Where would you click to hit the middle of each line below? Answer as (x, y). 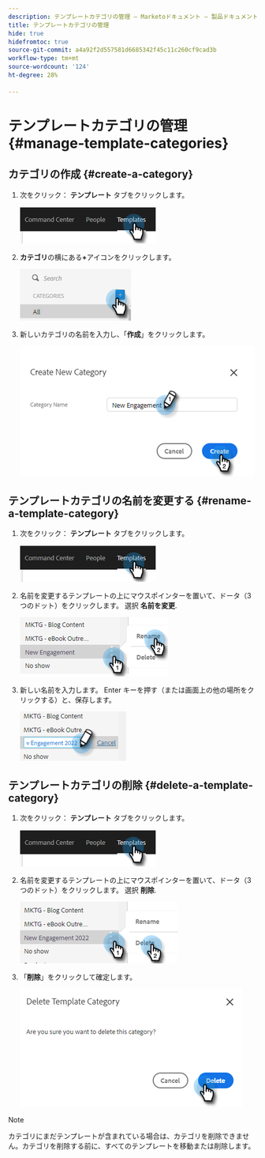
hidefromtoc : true (38, 42)
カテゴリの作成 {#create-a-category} (101, 174)
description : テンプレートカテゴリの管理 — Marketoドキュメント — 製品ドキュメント (133, 17)
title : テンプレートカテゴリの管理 (59, 25)
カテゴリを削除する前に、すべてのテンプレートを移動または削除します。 (138, 1146)
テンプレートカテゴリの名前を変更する (101, 501)
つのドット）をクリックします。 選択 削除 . (88, 890)
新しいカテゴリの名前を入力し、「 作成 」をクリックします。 (114, 334)
